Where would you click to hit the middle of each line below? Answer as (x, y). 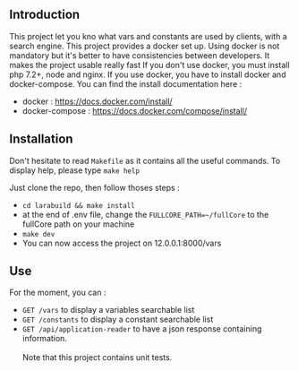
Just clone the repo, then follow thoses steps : (95, 187)
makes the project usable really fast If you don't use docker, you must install (149, 65)
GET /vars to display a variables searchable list (108, 310)
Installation (41, 139)
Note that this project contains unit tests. (97, 358)
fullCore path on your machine (78, 224)
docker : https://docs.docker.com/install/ (97, 101)
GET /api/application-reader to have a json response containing (142, 329)
